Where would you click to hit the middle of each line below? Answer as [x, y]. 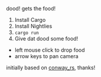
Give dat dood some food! [46, 38]
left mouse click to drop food [50, 50]
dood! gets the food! [31, 9]
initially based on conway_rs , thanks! [51, 68]
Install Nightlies [33, 26]
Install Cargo [30, 20]
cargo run [27, 33]
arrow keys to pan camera [46, 56]
